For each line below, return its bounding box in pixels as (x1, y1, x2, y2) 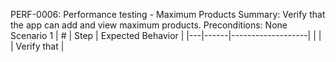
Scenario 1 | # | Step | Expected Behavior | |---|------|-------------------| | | (10, 30, 322, 41)
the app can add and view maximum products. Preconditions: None (10, 19, 288, 31)
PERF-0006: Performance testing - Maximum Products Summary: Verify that (10, 9, 326, 20)
